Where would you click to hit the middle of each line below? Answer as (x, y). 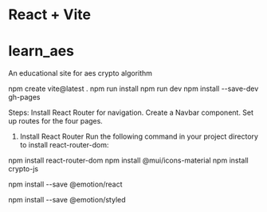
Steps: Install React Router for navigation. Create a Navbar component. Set (131, 112)
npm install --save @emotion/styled (67, 200)
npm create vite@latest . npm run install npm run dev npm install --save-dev (133, 88)
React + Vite (50, 15)
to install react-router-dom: (64, 145)
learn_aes (41, 51)
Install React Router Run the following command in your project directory (139, 136)
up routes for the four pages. (56, 121)
